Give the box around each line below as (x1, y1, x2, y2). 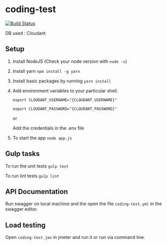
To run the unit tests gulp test (5, 163, 69, 169)
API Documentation (5, 187, 68, 196)
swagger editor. (5, 206, 38, 212)
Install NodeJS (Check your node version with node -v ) (12, 58, 128, 64)
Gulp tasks (5, 149, 40, 158)
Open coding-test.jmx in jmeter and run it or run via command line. (5, 234, 145, 240)
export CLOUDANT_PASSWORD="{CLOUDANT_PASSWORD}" (12, 106, 117, 111)
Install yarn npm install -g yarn (12, 68, 80, 74)
